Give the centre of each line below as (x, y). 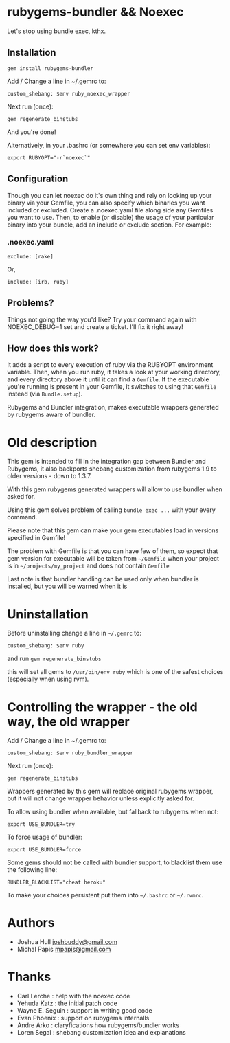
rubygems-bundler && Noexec (95, 12)
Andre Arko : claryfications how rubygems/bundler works (98, 1025)
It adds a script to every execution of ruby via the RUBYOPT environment (110, 365)
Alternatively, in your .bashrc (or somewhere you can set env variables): (109, 145)
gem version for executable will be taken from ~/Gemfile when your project (113, 559)
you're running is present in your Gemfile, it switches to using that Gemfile (112, 387)
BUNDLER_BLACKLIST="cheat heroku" (57, 883)
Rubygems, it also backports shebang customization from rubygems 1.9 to (112, 469)
